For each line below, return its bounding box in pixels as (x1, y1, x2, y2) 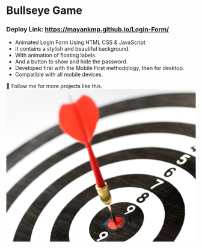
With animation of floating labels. (14, 52, 97, 59)
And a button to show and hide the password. (14, 58, 128, 65)
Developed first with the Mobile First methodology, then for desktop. (14, 65, 185, 72)
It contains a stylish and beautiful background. (14, 45, 130, 52)
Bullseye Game (6, 4, 83, 17)
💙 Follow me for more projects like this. (6, 83, 103, 90)
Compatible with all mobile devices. (14, 71, 103, 78)
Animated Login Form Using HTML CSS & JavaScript (14, 39, 145, 46)
